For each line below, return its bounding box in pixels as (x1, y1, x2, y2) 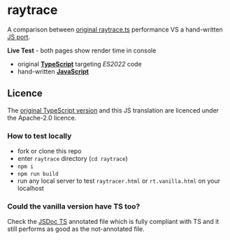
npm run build (17, 171, 59, 178)
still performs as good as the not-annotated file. (7, 225, 145, 233)
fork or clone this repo (17, 147, 82, 155)
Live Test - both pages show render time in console (7, 46, 157, 55)
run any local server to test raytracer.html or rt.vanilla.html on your (17, 177, 220, 185)
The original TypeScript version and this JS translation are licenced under (7, 106, 219, 114)
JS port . (7, 32, 30, 41)
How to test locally (7, 131, 72, 141)
